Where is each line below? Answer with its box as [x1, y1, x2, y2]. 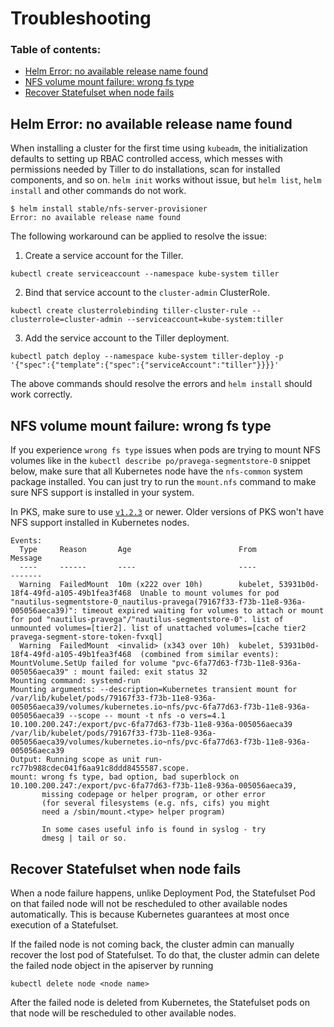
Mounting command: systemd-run [10, 676, 141, 686]
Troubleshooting [10, 7, 152, 30]
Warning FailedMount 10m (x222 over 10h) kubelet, [19, 580, 275, 590]
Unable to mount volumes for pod [139, 588, 280, 599]
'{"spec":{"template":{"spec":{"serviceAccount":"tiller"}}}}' [10, 360, 280, 371]
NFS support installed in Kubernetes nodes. [10, 517, 190, 529]
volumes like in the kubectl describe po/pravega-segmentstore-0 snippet [10, 455, 311, 467]
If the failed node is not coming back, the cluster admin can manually [10, 938, 295, 950]
